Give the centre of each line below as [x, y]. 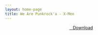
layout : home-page [23, 9]
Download [83, 27]
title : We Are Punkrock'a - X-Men [40, 14]
